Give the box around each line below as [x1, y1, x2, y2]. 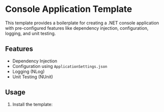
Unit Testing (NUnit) [12, 73, 54, 80]
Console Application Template [5, 3, 132, 15]
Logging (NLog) [12, 68, 45, 74]
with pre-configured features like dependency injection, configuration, [5, 25, 149, 31]
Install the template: [12, 101, 53, 107]
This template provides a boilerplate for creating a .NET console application [5, 20, 160, 26]
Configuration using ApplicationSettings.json [12, 63, 108, 69]
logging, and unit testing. [5, 30, 56, 36]
